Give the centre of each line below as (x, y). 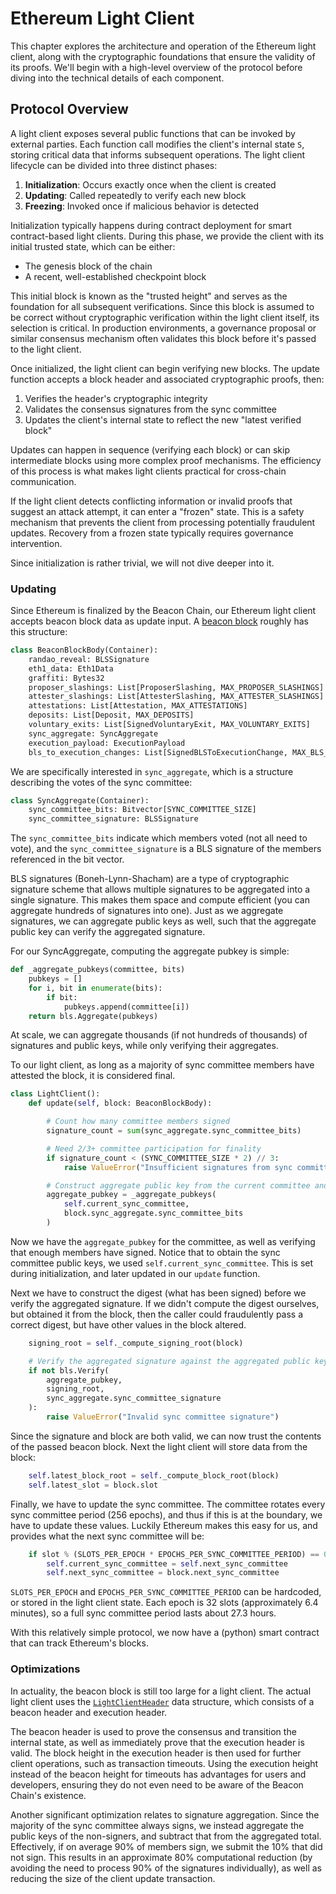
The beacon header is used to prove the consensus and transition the (153, 1731)
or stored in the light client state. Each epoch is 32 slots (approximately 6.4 (164, 1603)
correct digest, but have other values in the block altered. (128, 1324)
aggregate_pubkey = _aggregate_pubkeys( (131, 1195)
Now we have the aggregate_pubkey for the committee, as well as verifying (163, 1241)
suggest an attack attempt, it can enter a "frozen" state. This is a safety (157, 511)
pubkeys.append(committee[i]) (126, 1007)
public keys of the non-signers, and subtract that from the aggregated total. (166, 1836)
